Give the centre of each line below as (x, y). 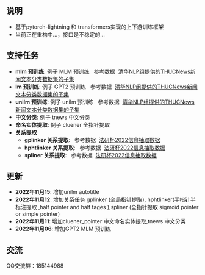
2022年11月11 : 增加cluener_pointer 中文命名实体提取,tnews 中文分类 (100, 221)
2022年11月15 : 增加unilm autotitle (57, 192)
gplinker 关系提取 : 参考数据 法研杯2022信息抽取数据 (92, 140)
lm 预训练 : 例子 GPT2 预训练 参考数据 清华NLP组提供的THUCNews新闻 (106, 87)
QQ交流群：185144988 (35, 266)
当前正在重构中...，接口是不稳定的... (60, 34)
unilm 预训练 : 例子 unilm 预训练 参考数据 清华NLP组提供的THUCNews (105, 102)
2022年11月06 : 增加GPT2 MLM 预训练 (63, 229)
